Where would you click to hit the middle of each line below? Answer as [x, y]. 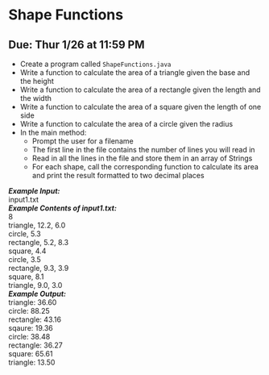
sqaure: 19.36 [31, 328]
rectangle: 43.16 [35, 319]
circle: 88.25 [29, 311]
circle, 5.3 [25, 234]
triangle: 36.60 [33, 302]
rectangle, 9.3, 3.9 [39, 268]
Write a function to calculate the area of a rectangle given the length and [140, 90]
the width [36, 98]
